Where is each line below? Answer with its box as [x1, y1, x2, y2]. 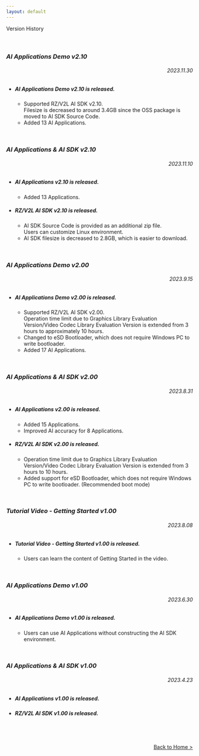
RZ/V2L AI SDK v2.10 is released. [14, 207, 98, 214]
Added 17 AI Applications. [23, 347, 86, 354]
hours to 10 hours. [23, 468, 68, 475]
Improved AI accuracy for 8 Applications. [23, 427, 124, 434]
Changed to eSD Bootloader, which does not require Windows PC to [23, 334, 190, 341]
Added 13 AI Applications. [23, 119, 87, 126]
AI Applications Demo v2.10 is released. [14, 85, 115, 92]
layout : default [6, 8, 46, 15]
